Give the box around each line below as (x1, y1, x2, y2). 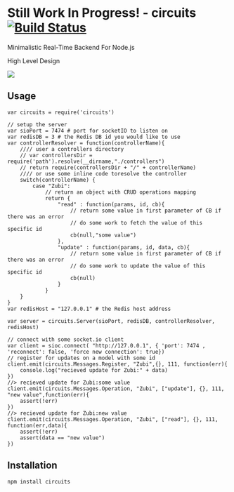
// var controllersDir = (20, 152, 93, 159)
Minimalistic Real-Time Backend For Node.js (7, 43, 135, 51)
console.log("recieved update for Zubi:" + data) (20, 366, 169, 373)
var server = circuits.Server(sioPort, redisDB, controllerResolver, (7, 317, 216, 324)
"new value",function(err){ (7, 391, 90, 398)
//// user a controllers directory (20, 145, 124, 152)
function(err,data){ (7, 422, 68, 429)
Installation (7, 460, 58, 472)
